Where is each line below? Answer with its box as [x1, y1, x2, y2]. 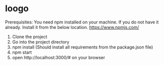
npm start [12, 49, 32, 55]
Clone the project [12, 34, 47, 40]
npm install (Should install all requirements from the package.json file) [12, 44, 153, 50]
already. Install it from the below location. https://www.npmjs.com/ [5, 24, 140, 30]
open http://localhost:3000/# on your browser [12, 54, 105, 60]
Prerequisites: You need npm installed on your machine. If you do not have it [5, 19, 159, 25]
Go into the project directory [12, 39, 70, 44]
